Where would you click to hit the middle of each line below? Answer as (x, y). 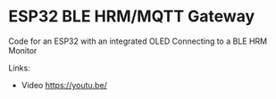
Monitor (23, 50)
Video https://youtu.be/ (64, 85)
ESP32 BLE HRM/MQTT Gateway (132, 16)
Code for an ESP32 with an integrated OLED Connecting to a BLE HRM (138, 41)
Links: (19, 68)
